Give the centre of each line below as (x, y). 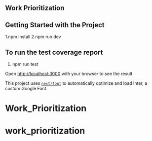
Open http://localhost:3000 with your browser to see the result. (70, 74)
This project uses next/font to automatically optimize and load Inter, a (76, 83)
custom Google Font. (26, 89)
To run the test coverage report (54, 52)
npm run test (25, 64)
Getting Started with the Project (55, 25)
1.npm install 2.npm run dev (33, 37)
